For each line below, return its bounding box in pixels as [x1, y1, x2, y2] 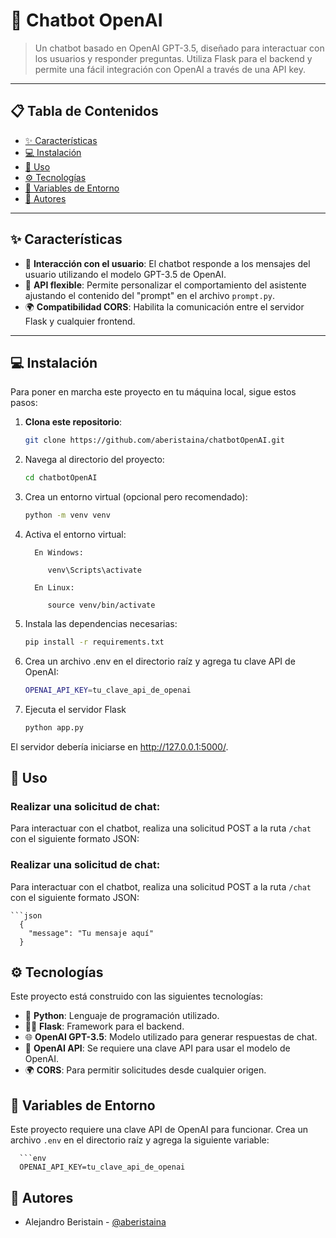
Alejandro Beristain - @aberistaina [24, 1216, 167, 1228]
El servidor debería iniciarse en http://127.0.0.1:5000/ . [10, 740, 229, 753]
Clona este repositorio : [24, 416, 123, 428]
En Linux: [34, 583, 75, 593]
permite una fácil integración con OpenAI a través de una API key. [34, 63, 307, 75]
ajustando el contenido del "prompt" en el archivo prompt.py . [24, 289, 276, 301]
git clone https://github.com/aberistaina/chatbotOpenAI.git [24, 435, 286, 446]
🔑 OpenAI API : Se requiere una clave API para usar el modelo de [24, 1042, 291, 1054]
